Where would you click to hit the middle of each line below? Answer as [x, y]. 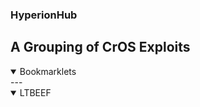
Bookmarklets [48, 71]
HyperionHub [44, 15]
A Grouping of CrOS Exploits [100, 47]
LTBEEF [35, 92]
